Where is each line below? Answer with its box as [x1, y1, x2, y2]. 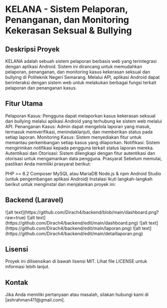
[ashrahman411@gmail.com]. [5, 297, 65, 303]
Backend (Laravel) [5, 196, 64, 204]
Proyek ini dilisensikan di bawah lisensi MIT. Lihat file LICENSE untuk [5, 258, 147, 264]
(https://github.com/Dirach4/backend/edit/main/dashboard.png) [5, 220, 138, 226]
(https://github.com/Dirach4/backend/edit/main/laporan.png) [5, 225, 132, 231]
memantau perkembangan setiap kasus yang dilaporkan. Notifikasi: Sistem [5, 139, 160, 145]
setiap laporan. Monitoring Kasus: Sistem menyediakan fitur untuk [5, 134, 142, 140]
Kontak [5, 278, 29, 287]
